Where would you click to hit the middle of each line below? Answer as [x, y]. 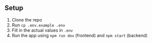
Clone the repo [27, 20]
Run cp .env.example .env [38, 25]
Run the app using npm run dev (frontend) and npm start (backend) [80, 35]
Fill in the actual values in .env [42, 30]
